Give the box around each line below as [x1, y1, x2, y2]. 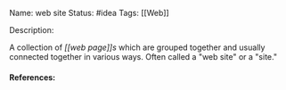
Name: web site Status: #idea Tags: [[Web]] [9, 8, 169, 18]
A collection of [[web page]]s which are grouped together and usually [9, 42, 266, 53]
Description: [9, 25, 54, 35]
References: [9, 71, 56, 83]
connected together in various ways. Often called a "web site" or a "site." [9, 52, 278, 61]
